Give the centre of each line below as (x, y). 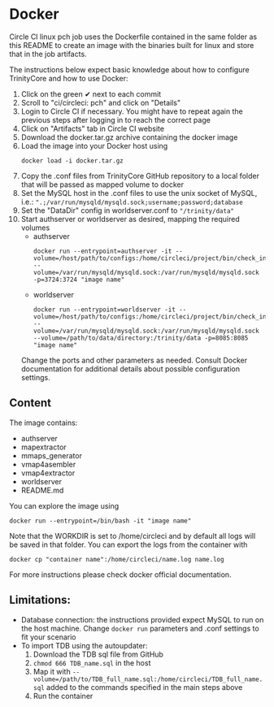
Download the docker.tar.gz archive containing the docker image (129, 137)
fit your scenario (48, 637)
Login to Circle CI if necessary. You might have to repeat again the (132, 111)
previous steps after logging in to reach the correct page (115, 119)
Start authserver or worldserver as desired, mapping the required (130, 219)
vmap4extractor (48, 473)
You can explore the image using (64, 505)
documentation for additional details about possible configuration (130, 369)
